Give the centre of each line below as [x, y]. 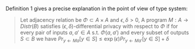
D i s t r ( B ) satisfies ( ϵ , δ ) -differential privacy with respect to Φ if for [99, 26]
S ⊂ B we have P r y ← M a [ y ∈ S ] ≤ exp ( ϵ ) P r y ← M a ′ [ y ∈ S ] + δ [95, 40]
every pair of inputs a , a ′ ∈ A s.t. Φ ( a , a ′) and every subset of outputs [105, 32]
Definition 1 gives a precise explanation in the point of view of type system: [97, 9]
